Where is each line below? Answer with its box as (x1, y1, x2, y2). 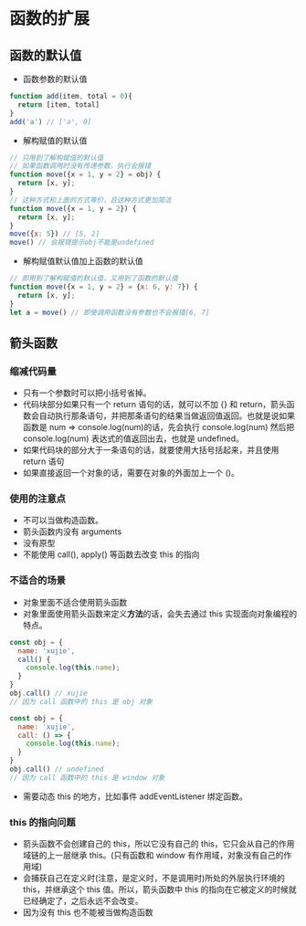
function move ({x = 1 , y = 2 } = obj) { (9, 170, 162, 179)
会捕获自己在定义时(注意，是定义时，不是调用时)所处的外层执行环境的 (22, 873, 286, 884)
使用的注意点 (9, 492, 67, 505)
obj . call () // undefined (9, 764, 104, 774)
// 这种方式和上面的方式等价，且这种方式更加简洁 (9, 195, 172, 205)
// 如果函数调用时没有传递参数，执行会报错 (9, 162, 152, 171)
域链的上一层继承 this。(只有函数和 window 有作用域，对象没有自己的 (22, 850, 284, 861)
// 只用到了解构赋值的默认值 (9, 153, 104, 163)
